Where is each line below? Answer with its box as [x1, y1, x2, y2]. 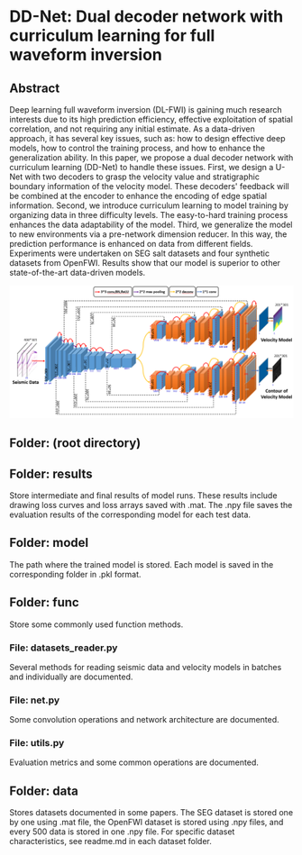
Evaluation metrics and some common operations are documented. [9, 757, 259, 768]
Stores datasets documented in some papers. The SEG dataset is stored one [9, 807, 294, 818]
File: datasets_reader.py [9, 641, 118, 654]
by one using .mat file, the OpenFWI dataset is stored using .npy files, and [9, 817, 284, 828]
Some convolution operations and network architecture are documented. [9, 714, 279, 725]
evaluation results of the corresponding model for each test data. [9, 509, 251, 520]
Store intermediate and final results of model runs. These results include [9, 489, 278, 501]
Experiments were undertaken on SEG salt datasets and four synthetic [9, 248, 270, 259]
